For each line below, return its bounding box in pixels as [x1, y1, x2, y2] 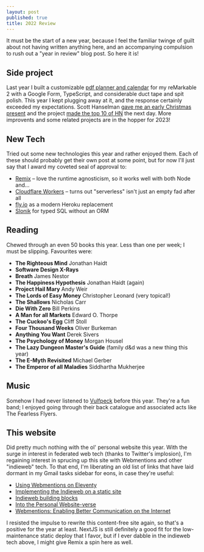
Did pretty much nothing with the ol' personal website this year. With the [6, 443, 188, 451]
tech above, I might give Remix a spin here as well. [6, 539, 133, 546]
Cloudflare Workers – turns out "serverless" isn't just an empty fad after [15, 188, 195, 195]
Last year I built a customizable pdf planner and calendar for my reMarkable [6, 84, 197, 91]
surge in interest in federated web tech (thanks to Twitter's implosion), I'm [6, 450, 192, 457]
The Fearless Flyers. [6, 410, 58, 417]
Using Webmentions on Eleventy [15, 481, 97, 489]
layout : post [6, 9, 40, 15]
